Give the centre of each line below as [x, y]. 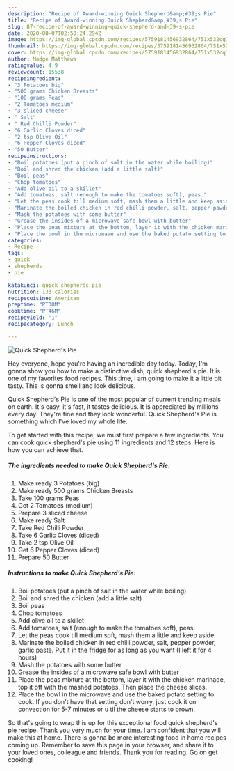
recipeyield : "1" [33, 318]
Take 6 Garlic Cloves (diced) [58, 535]
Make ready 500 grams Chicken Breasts [75, 490]
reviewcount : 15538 [36, 72]
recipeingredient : [34, 78]
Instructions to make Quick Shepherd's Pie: [72, 573]
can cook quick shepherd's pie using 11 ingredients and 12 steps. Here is [111, 442]
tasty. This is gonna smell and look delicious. [72, 385]
